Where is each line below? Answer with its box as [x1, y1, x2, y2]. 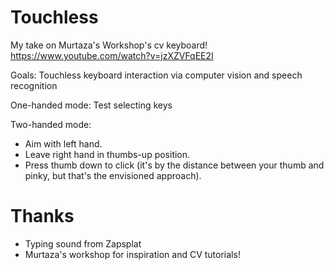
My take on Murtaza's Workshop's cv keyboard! [10, 39, 208, 51]
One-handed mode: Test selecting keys [10, 99, 173, 111]
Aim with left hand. [24, 137, 103, 150]
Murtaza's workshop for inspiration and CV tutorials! [24, 248, 241, 260]
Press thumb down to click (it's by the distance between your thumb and [24, 159, 325, 171]
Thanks [10, 205, 75, 228]
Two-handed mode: [10, 118, 92, 130]
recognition [10, 79, 58, 91]
